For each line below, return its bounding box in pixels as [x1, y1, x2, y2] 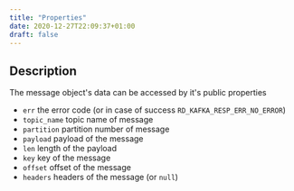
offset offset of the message [22, 162, 131, 173]
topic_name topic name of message [22, 114, 154, 125]
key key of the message [22, 152, 111, 163]
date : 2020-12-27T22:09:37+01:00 [9, 22, 136, 31]
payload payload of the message [22, 133, 144, 144]
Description [9, 63, 77, 78]
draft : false [9, 30, 59, 39]
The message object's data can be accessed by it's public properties [9, 87, 267, 98]
